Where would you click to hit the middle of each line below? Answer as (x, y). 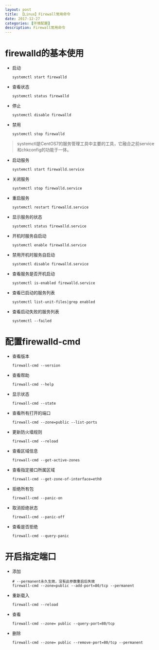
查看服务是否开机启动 (33, 274)
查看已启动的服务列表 (33, 293)
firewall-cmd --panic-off (38, 517)
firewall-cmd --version (36, 366)
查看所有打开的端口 (31, 413)
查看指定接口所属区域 (33, 470)
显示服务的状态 (27, 217)
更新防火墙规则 (27, 432)
